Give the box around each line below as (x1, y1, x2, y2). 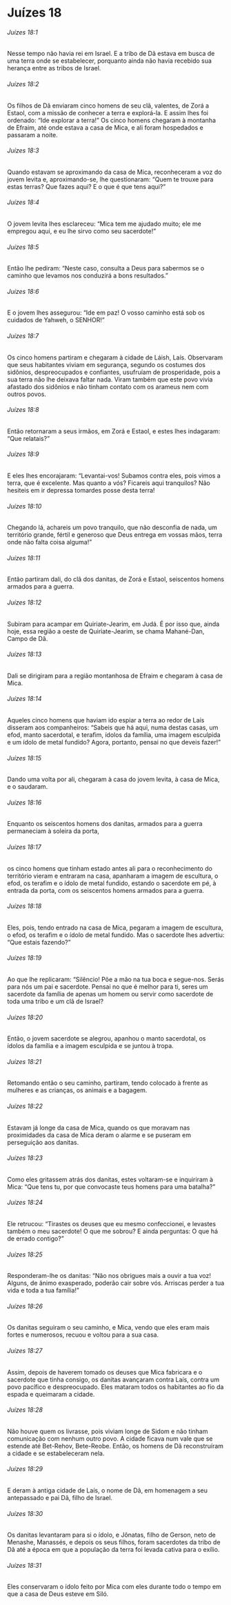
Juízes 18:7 (7, 332, 39, 339)
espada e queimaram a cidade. (7, 1390, 95, 1398)
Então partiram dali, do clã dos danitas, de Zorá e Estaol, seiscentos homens (7, 575, 225, 584)
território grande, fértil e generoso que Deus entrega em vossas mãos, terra (7, 531, 223, 539)
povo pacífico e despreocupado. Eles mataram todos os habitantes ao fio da (7, 1382, 224, 1391)
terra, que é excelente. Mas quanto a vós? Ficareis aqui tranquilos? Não (7, 479, 210, 487)
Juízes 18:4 (7, 198, 40, 206)
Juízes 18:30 (7, 1509, 43, 1517)
